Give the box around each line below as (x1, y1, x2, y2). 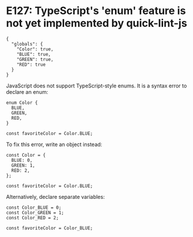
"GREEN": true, (16, 56, 54, 62)
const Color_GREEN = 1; (6, 209, 65, 215)
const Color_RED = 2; (6, 215, 59, 221)
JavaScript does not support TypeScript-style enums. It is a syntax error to (6, 82, 187, 89)
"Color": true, (16, 46, 54, 52)
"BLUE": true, (16, 51, 51, 57)
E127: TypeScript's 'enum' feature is (6, 4, 186, 18)
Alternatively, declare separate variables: (6, 193, 105, 200)
